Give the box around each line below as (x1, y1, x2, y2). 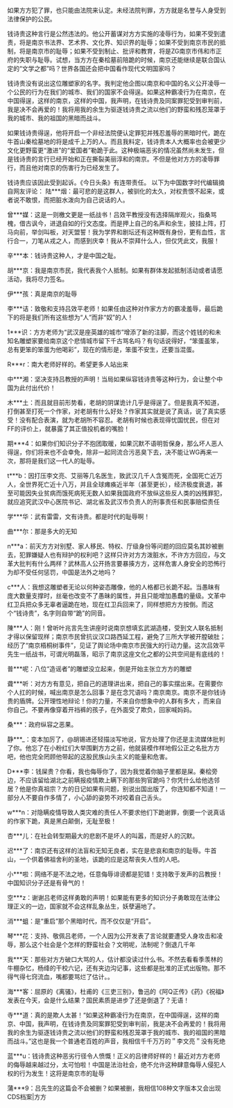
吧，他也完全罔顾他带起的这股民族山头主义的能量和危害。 (7, 752, 171, 761)
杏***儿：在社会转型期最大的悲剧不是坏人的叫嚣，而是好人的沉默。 (7, 832, 199, 840)
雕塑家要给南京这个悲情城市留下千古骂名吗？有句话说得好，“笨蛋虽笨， (19, 337, 223, 345)
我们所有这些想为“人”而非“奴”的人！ (31, 313, 134, 322)
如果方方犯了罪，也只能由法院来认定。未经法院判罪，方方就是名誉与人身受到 (7, 6, 226, 14)
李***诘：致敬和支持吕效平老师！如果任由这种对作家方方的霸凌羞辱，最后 (7, 305, 217, 312)
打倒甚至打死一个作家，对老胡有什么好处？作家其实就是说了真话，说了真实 (7, 407, 220, 415)
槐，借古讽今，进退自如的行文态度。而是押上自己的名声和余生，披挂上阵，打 (7, 219, 226, 228)
